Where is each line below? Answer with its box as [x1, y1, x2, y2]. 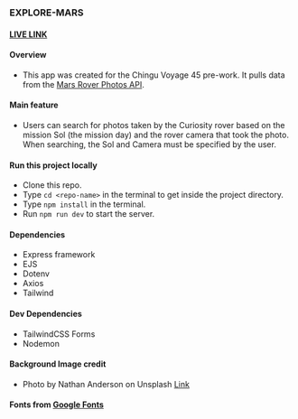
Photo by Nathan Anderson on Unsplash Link [22, 378, 190, 389]
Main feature [9, 99, 59, 110]
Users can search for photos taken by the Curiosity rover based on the [22, 119, 285, 130]
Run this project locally [9, 160, 98, 171]
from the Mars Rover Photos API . [22, 79, 144, 89]
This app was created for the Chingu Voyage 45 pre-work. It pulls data [22, 70, 286, 80]
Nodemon [22, 338, 61, 349]
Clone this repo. [22, 180, 82, 191]
